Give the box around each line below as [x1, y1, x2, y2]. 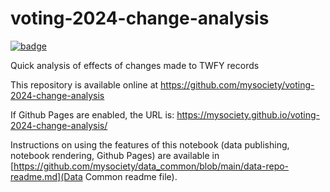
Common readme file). [84, 170, 178, 182]
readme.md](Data [10, 170, 83, 182]
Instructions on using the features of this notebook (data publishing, [10, 138, 290, 151]
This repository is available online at [10, 78, 159, 91]
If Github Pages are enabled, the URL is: [10, 108, 175, 121]
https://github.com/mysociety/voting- [160, 78, 315, 91]
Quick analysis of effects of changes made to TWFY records [10, 59, 260, 71]
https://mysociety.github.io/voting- [176, 108, 320, 121]
